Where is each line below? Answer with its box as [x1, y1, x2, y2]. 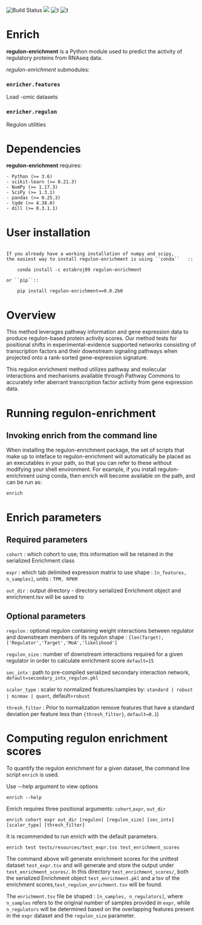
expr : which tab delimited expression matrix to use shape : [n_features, [6, 569, 187, 576]
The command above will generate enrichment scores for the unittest [6, 855, 179, 863]
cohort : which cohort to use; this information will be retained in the [6, 550, 174, 558]
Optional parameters [6, 611, 86, 621]
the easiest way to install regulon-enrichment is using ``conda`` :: [6, 256, 194, 262]
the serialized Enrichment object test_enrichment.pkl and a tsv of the [6, 875, 180, 882]
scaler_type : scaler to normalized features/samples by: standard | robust [6, 686, 194, 693]
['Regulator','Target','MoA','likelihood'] [6, 640, 118, 646]
